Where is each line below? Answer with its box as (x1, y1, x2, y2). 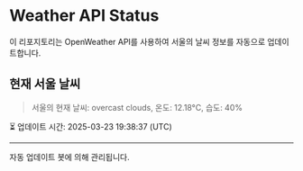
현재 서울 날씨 (9, 76, 81, 92)
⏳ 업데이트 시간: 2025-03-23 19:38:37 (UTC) (9, 121, 173, 131)
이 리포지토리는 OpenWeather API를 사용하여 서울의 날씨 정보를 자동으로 (9, 36, 266, 47)
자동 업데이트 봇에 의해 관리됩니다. (9, 151, 130, 162)
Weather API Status (9, 5, 160, 26)
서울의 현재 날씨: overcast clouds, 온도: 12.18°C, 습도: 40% (31, 102, 243, 112)
